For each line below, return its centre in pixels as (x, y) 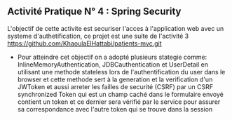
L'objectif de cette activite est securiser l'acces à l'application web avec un (116, 28)
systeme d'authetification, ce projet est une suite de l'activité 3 (98, 36)
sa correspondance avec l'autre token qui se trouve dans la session (115, 109)
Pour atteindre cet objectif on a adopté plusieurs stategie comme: (112, 57)
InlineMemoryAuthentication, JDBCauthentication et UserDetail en (113, 64)
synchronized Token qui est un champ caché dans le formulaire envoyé (121, 94)
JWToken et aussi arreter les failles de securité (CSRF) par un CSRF (115, 86)
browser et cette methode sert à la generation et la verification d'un (115, 79)
